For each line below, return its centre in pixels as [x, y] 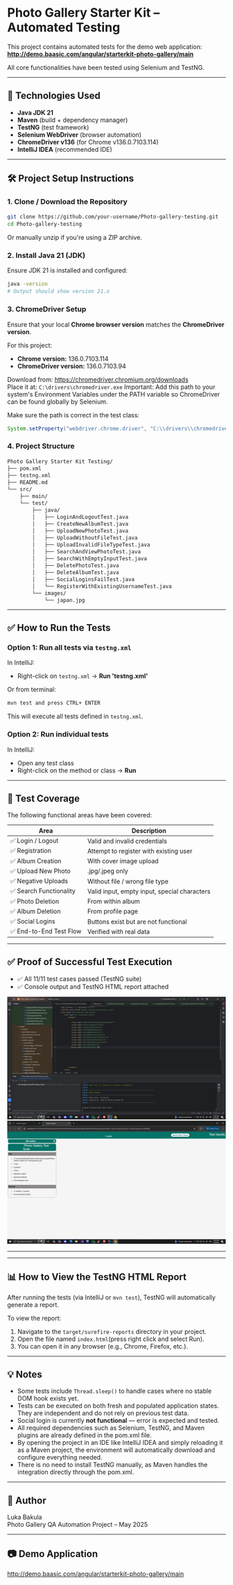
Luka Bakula [25, 1517]
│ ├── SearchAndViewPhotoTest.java [86, 552]
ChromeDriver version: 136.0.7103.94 [71, 366]
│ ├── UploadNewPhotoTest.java [80, 531]
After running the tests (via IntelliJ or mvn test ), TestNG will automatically [112, 1297]
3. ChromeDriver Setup [47, 309]
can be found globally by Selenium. [58, 401]
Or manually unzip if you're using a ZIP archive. [75, 238]
